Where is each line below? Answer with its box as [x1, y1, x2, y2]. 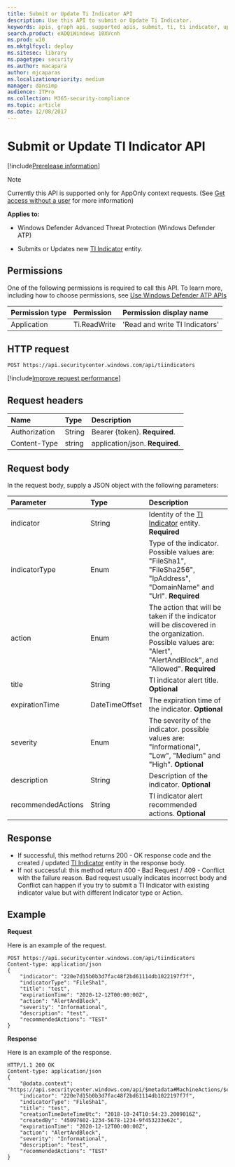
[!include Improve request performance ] [7, 374, 121, 382]
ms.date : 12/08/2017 [7, 108, 68, 115]
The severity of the [148, 715, 211, 725]
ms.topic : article [7, 102, 61, 109]
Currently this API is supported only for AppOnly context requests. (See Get [7, 189, 225, 197]
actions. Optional [148, 808, 206, 818]
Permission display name [122, 307, 208, 317]
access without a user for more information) [7, 196, 134, 204]
